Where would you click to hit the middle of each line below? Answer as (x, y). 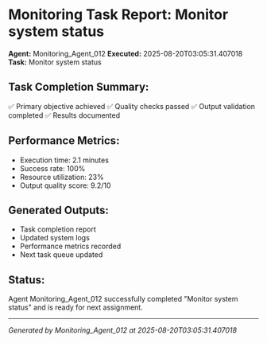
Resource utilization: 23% (62, 177)
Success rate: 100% (52, 168)
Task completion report (58, 229)
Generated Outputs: (59, 210)
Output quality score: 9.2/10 (65, 185)
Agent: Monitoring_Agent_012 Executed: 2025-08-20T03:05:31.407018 (126, 53)
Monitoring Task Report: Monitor (118, 15)
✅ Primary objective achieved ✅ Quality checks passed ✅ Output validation (132, 106)
